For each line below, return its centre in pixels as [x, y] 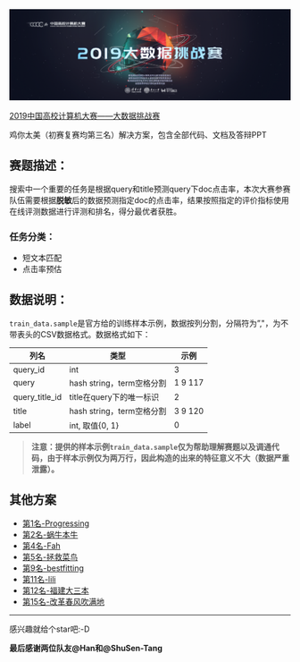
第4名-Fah [41, 546]
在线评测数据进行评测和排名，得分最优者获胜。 [95, 211]
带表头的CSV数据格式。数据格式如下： [80, 334]
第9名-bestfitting [53, 568]
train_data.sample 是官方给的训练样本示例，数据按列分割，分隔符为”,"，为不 [149, 323]
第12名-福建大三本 [55, 590]
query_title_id [37, 396]
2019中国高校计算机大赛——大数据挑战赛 [85, 115]
